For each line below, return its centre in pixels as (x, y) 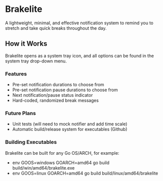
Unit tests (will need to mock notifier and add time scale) (70, 124)
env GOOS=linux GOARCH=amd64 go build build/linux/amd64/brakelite (85, 173)
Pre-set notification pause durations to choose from (65, 90)
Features (16, 74)
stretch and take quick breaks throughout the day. (56, 28)
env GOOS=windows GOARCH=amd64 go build (61, 163)
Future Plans (20, 113)
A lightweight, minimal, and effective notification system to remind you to (79, 23)
